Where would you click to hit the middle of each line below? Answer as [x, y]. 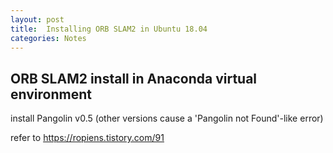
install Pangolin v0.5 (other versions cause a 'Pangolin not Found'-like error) [167, 118]
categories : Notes [48, 38]
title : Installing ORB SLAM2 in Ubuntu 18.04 [109, 29]
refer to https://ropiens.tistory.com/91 [87, 138]
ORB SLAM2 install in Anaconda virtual [134, 78]
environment [51, 94]
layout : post [37, 19]
